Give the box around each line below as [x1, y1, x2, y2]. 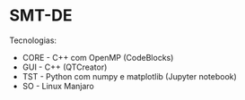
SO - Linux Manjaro [22, 80, 94, 91]
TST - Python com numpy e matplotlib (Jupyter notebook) [22, 71, 238, 81]
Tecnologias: [9, 35, 57, 46]
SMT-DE [9, 5, 73, 26]
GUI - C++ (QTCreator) [22, 62, 108, 72]
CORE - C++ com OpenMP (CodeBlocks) [22, 52, 174, 62]
